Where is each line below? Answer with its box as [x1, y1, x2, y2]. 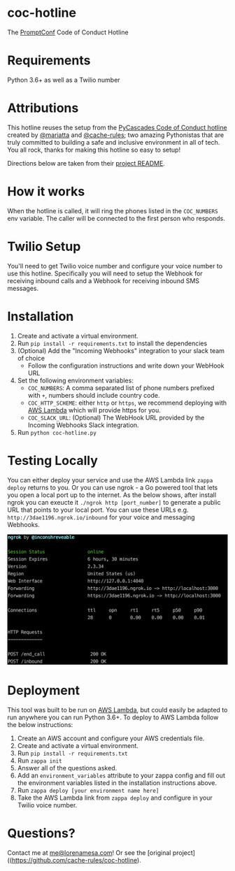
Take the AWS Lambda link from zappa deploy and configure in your [17, 793, 213, 802]
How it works [7, 184, 85, 199]
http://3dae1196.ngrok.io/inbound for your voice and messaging [7, 512, 195, 521]
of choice [17, 354, 45, 362]
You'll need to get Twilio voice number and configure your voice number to [7, 261, 222, 270]
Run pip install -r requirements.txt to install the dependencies [17, 339, 208, 347]
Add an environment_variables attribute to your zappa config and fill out [17, 771, 225, 779]
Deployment [7, 683, 80, 698]
